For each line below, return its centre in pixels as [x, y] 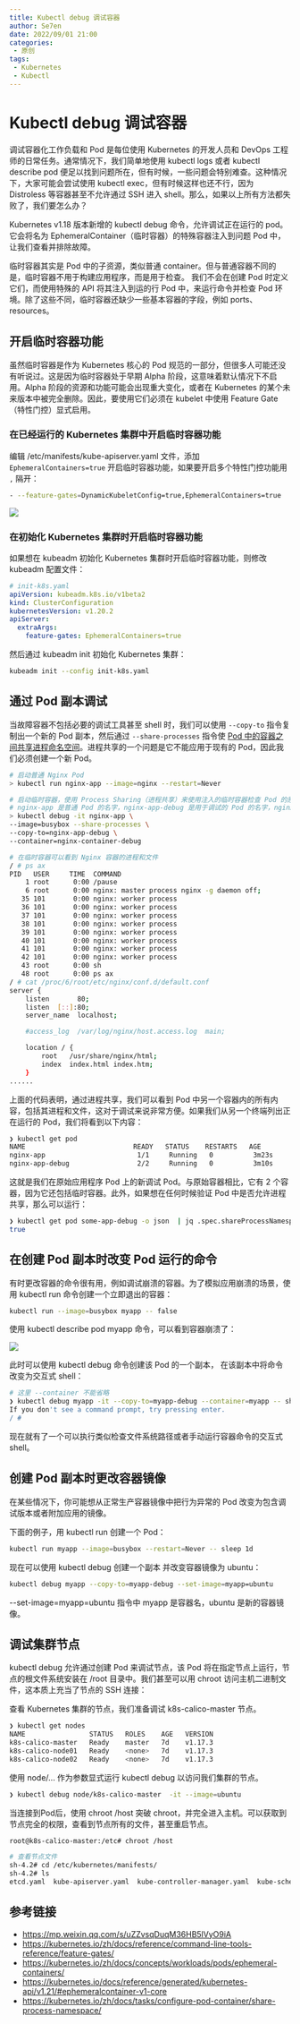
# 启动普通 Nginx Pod [47, 775]
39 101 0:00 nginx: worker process [99, 932]
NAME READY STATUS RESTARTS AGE [135, 1147]
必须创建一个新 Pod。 [56, 758]
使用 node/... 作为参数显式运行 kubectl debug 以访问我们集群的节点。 [136, 1777]
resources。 [32, 311]
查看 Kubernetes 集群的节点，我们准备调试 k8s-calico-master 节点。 [135, 1709]
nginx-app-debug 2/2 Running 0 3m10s [142, 1164]
